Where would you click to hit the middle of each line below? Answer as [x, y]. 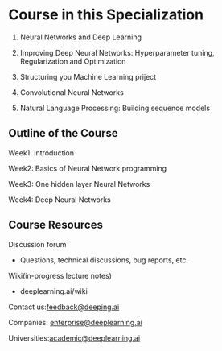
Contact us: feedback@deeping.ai [64, 307]
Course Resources [55, 225]
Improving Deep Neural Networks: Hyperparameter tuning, [117, 52]
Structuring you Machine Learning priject [88, 76]
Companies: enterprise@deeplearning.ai [75, 322]
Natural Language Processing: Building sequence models [115, 108]
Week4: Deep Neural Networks [60, 200]
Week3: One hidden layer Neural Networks [79, 184]
